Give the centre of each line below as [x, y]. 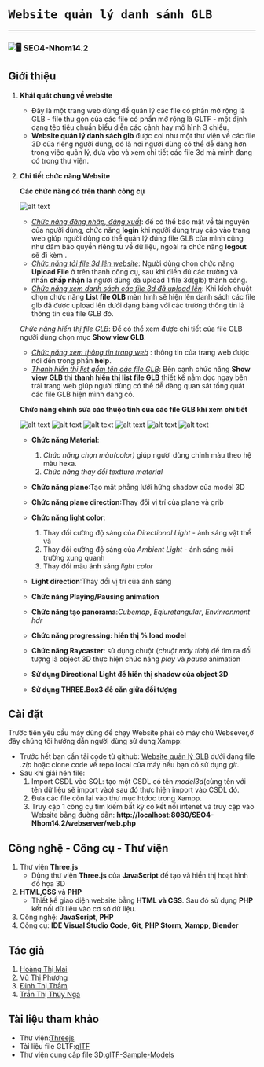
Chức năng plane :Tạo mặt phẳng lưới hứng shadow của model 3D [138, 487]
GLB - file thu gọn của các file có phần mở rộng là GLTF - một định [139, 119]
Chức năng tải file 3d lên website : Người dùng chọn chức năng [133, 263]
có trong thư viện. [60, 160]
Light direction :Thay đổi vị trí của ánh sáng [101, 581]
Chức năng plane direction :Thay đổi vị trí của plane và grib [127, 502]
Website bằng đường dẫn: [73, 815]
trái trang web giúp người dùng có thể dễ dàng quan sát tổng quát [138, 385]
